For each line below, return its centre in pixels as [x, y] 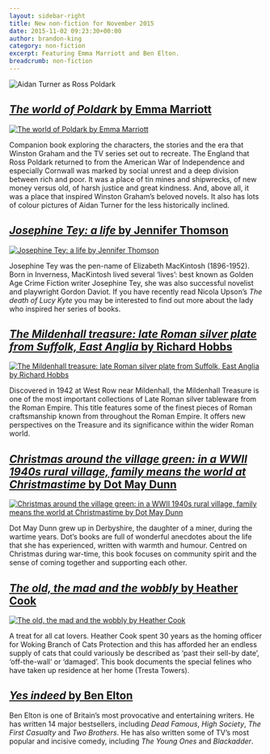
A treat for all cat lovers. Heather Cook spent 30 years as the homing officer [135, 636]
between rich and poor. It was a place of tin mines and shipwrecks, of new [133, 179]
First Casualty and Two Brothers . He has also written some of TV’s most [129, 732]
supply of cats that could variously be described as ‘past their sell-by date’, [134, 653]
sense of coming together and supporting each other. [98, 563]
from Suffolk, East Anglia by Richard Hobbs [121, 346]
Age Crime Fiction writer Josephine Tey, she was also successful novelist [131, 283]
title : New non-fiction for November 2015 [82, 23]
